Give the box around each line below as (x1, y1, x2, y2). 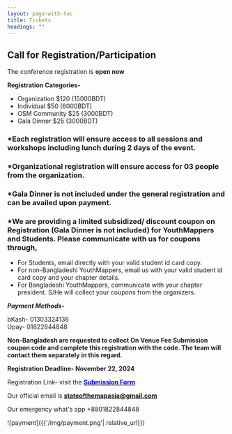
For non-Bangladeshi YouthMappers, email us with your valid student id (17, 266, 223, 274)
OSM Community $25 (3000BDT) (17, 110, 114, 118)
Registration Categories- (7, 81, 81, 89)
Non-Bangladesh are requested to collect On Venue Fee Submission (7, 336, 208, 345)
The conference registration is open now (7, 68, 125, 76)
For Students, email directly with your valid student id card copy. (17, 259, 203, 267)
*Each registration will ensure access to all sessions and (7, 134, 203, 144)
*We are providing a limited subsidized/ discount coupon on (7, 216, 215, 226)
